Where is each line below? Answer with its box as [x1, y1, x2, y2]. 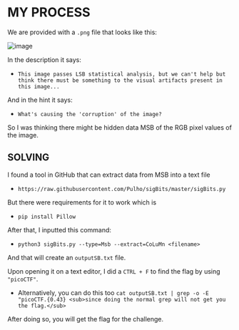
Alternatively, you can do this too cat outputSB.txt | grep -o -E [17, 288, 209, 297]
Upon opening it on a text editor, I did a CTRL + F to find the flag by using [7, 267, 220, 275]
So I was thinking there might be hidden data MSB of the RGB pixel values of [7, 123, 232, 132]
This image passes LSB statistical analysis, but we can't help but [17, 71, 226, 78]
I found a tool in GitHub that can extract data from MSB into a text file [7, 170, 210, 179]
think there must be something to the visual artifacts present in [17, 76, 223, 84]
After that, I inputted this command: [7, 225, 112, 234]
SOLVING [7, 151, 50, 164]
